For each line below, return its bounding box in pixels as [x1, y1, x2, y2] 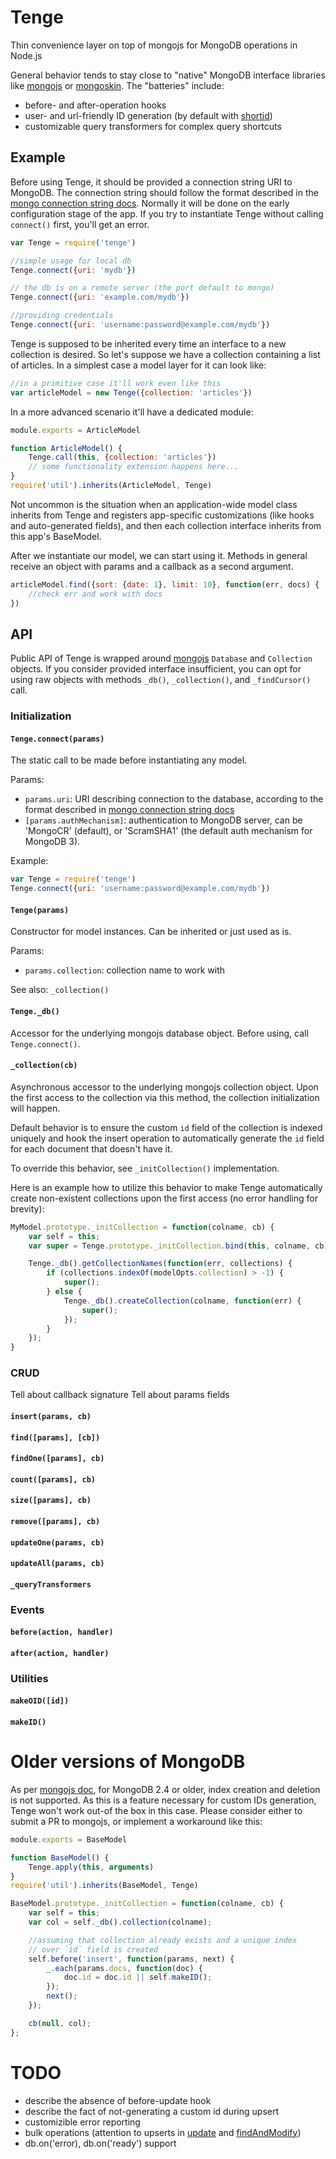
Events [10, 1602, 45, 1616]
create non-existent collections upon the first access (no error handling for [10, 1192, 318, 1204]
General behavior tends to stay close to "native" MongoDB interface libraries [10, 69, 326, 81]
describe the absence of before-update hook [24, 2094, 212, 2106]
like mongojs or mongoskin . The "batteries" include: [10, 79, 225, 91]
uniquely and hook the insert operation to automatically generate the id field [10, 1132, 325, 1144]
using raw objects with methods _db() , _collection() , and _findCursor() [10, 674, 312, 686]
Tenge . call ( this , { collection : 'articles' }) [28, 452, 217, 463]
